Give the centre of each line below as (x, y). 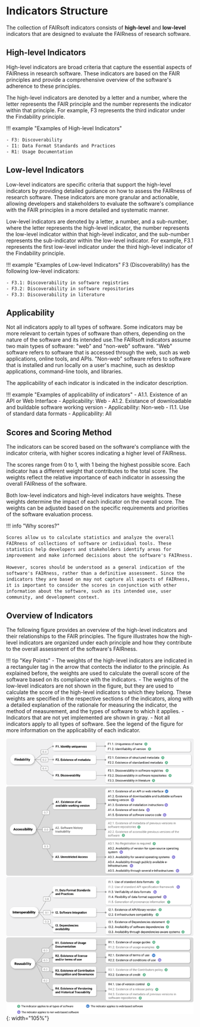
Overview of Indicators (50, 616)
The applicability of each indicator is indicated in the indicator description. (97, 383)
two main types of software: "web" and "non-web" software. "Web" (89, 346)
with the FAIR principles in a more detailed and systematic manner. (88, 209)
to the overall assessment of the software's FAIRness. (72, 649)
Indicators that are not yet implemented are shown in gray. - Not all (88, 718)
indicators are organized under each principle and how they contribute (105, 642)
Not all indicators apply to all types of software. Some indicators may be (95, 327)
